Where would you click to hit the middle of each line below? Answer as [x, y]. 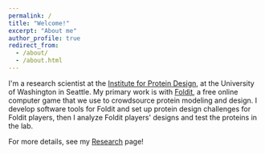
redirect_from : [34, 46]
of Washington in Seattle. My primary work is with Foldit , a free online [123, 91]
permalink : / [30, 16]
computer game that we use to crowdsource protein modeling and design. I [133, 100]
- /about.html [39, 61]
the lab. [21, 126]
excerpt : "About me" [43, 30]
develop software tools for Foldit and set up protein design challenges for [130, 108]
